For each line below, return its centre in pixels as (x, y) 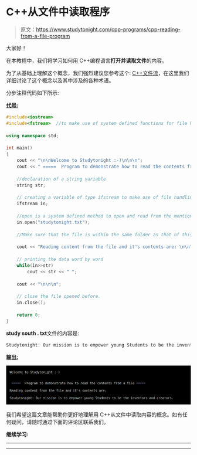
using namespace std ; (33, 135)
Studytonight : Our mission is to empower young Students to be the (90, 345)
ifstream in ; (33, 204)
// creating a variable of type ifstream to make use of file (94, 198)
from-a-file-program (45, 36)
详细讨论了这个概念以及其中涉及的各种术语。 (60, 80)
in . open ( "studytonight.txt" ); (54, 222)
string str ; (31, 185)
